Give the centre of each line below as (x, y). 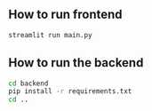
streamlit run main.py (50, 35)
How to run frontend (65, 15)
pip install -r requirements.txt (70, 91)
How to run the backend (76, 63)
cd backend (28, 83)
